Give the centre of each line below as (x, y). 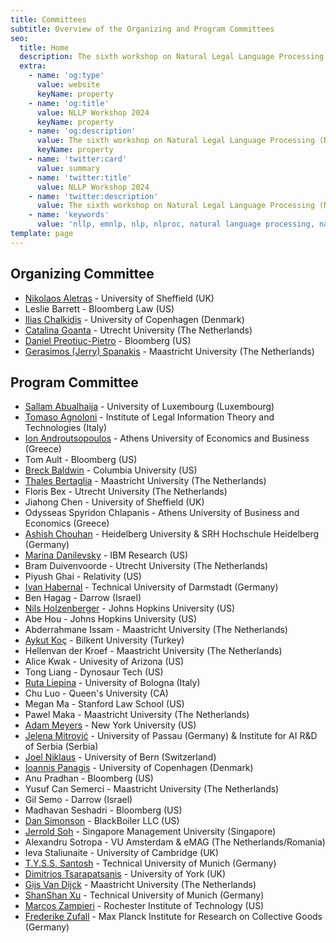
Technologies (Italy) (66, 428)
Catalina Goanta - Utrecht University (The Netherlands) (138, 330)
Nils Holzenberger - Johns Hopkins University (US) (130, 608)
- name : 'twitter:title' (80, 177)
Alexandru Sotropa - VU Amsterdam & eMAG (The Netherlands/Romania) (175, 842)
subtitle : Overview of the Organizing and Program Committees (142, 29)
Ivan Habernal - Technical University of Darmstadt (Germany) (151, 587)
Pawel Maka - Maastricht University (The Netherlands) (137, 715)
